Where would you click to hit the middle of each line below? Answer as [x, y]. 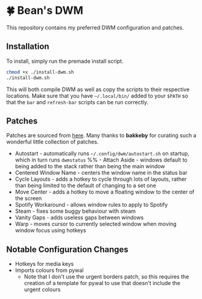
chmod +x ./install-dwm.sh [40, 72]
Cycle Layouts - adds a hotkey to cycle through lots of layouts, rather [101, 179]
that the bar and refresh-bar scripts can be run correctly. [77, 102]
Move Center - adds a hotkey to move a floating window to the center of [105, 192]
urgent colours [42, 289]
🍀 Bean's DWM [45, 11]
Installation [28, 47]
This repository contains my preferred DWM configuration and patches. [95, 27]
